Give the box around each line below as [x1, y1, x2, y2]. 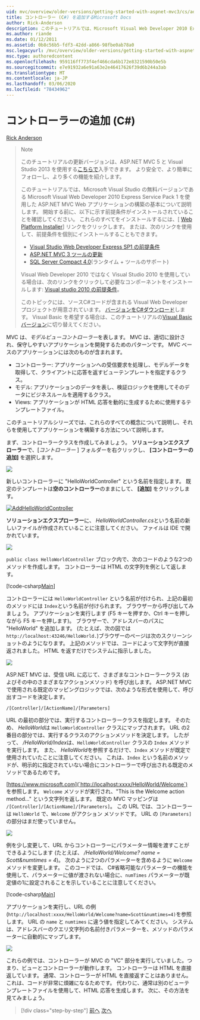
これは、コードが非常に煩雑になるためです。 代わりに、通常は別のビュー [6, 979, 185, 986]
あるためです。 [26, 769, 64, 776]
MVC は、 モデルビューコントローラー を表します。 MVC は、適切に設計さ [6, 333, 186, 340]
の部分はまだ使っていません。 [6, 818, 79, 825]
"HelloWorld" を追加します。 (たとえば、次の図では [6, 625, 131, 632]
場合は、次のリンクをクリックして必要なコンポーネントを [26, 278, 167, 285]
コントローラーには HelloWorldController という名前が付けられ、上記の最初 [6, 595, 193, 602]
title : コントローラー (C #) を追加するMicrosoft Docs [6, 14, 132, 20]
